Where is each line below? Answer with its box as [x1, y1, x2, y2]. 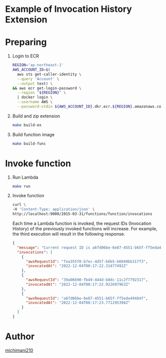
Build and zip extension [12, 113, 60, 119]
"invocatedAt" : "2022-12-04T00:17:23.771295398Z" [25, 301, 130, 306]
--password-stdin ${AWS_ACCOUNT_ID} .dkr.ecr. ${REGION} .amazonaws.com [17, 104, 164, 109]
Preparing [5, 37, 47, 48]
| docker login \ [17, 95, 53, 100]
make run [12, 184, 31, 189]
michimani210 [5, 347, 34, 353]
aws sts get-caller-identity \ [17, 72, 82, 77]
